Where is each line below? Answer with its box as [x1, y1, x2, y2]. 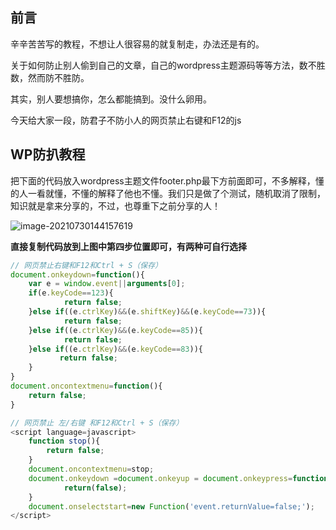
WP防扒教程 [10, 146, 86, 163]
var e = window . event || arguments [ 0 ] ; [28, 279, 186, 289]
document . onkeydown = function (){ [10, 269, 145, 280]
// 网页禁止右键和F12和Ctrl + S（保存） [10, 260, 163, 270]
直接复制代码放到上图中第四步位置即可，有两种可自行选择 [10, 240, 247, 252]
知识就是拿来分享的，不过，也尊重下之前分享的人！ [10, 199, 221, 212]
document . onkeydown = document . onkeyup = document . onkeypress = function [28, 473, 329, 483]
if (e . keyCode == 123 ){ [28, 288, 114, 298]
